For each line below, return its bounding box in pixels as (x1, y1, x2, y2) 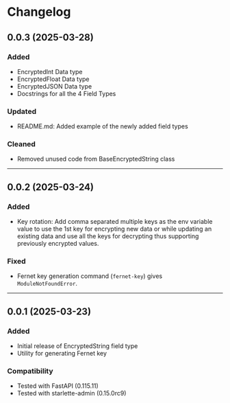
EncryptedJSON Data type (16, 82, 92, 90)
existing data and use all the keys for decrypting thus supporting (16, 232, 199, 240)
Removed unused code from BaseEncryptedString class (16, 155, 175, 163)
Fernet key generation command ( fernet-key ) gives (16, 272, 163, 280)
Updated (7, 106, 36, 116)
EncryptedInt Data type (16, 67, 84, 76)
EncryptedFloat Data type (16, 75, 90, 83)
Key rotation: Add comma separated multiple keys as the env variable (16, 218, 213, 226)
